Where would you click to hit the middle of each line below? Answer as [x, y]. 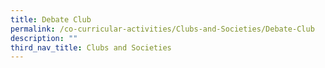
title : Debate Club [51, 19]
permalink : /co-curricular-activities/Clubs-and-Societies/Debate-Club [162, 29]
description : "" [44, 38]
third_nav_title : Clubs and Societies [91, 47]
